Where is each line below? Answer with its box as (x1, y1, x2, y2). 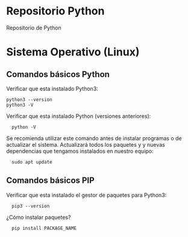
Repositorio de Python (6, 24, 61, 31)
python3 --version (6, 96, 52, 103)
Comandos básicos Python (6, 69, 110, 79)
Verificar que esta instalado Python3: (6, 85, 98, 92)
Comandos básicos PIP (6, 176, 95, 186)
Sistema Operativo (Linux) (6, 45, 140, 59)
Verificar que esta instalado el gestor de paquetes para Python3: (6, 191, 167, 199)
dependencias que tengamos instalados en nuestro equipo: (6, 147, 154, 155)
